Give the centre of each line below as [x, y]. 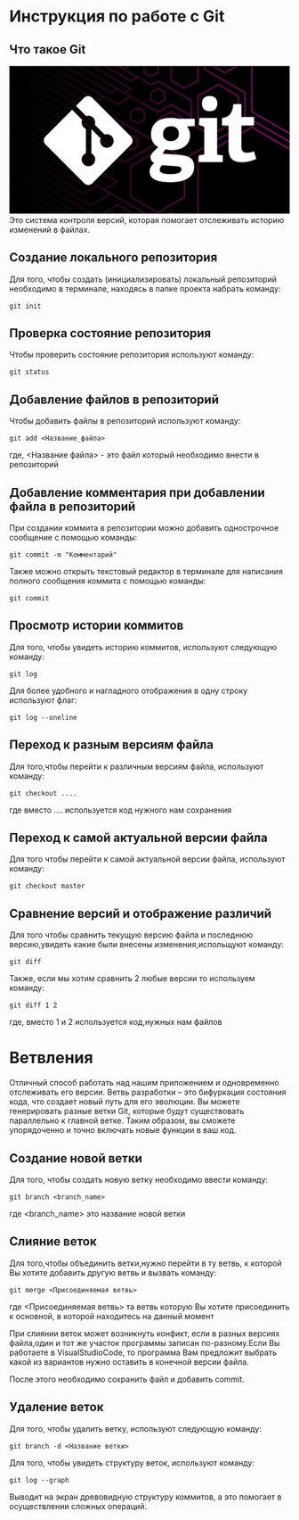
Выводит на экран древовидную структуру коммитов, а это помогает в [145, 1497]
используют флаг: [43, 700]
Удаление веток [57, 1407]
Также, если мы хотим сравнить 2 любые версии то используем [132, 979]
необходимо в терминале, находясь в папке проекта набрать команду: [145, 288]
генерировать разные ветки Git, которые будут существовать [127, 1111]
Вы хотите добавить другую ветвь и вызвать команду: [113, 1272]
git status [29, 372]
